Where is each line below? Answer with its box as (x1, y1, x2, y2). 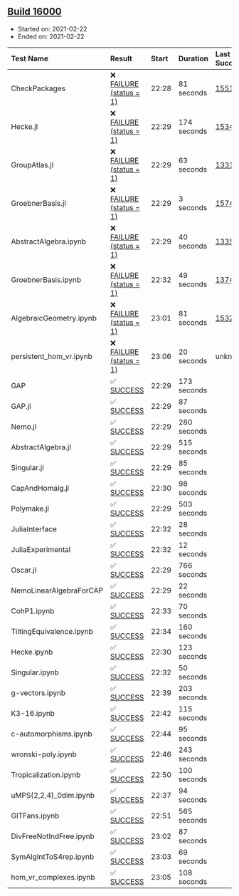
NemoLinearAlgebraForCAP (11, 585, 104, 595)
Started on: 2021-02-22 (17, 24, 87, 33)
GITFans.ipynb (11, 811, 60, 821)
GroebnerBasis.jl (11, 198, 66, 208)
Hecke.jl (11, 121, 38, 131)
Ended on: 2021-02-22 (17, 32, 85, 41)
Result (110, 53, 133, 63)
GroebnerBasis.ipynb (11, 274, 82, 284)
